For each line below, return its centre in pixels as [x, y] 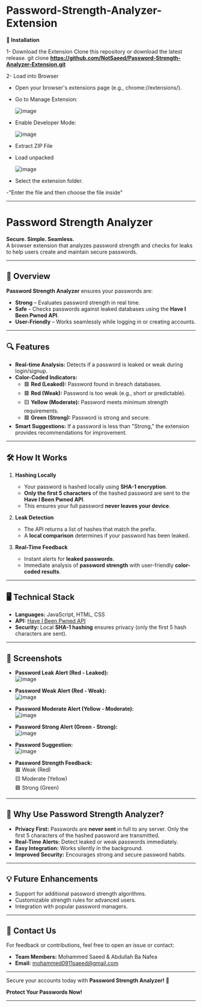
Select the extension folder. [49, 180]
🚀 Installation [23, 40]
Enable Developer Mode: [45, 122]
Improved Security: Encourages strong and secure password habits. [100, 854]
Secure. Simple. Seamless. [41, 239]
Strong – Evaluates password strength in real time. [77, 302]
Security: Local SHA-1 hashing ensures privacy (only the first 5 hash [100, 627]
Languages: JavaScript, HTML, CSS [60, 614]
